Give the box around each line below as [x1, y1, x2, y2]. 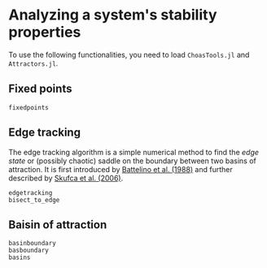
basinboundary [8, 240, 57, 248]
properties [8, 23, 81, 41]
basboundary [8, 246, 49, 255]
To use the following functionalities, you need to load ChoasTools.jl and [8, 50, 250, 59]
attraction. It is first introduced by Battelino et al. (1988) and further [8, 164, 234, 174]
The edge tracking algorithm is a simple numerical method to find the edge [8, 147, 259, 157]
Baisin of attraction [8, 218, 107, 231]
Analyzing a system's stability [8, 6, 217, 24]
